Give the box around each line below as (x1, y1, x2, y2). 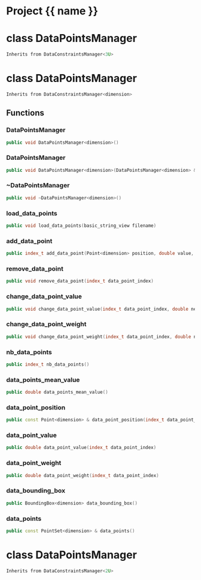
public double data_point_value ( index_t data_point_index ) (6, 445, 157, 451)
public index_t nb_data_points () (6, 361, 90, 368)
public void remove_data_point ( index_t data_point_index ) (6, 278, 154, 284)
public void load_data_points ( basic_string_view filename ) (6, 223, 157, 229)
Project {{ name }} (6, 4, 99, 18)
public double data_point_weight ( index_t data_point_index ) (6, 472, 160, 478)
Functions (6, 108, 45, 118)
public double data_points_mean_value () (6, 389, 109, 396)
